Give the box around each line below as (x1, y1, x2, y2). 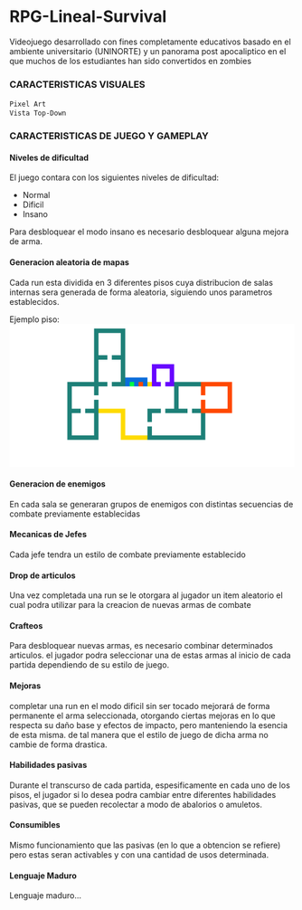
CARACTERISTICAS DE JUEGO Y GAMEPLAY (9, 129, 210, 142)
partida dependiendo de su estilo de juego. (9, 659, 170, 670)
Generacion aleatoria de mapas (9, 256, 129, 268)
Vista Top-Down (9, 109, 67, 118)
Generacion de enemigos (9, 479, 106, 489)
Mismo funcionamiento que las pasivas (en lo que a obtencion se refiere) (9, 839, 281, 850)
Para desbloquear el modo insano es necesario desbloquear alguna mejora (9, 226, 289, 237)
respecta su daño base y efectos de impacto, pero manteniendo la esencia (9, 719, 288, 730)
